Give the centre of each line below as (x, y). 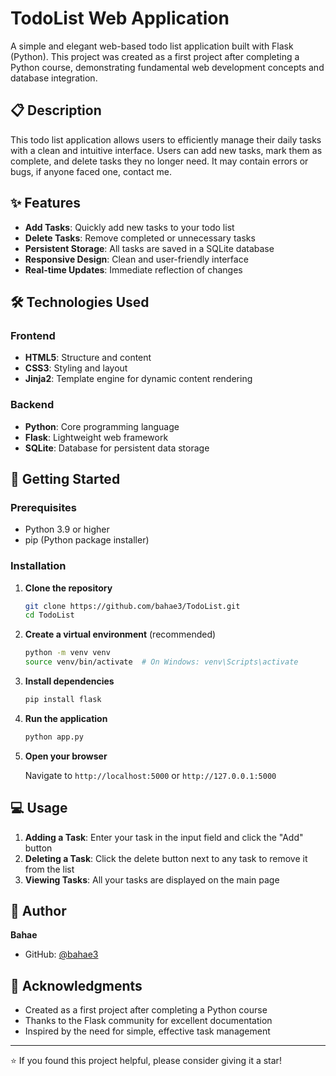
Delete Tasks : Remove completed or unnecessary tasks (140, 238)
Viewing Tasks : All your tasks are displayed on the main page (152, 879)
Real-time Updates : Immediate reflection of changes (133, 269)
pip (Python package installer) (87, 540)
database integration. (54, 78)
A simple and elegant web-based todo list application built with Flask (152, 46)
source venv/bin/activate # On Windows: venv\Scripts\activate (161, 662)
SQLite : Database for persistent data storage (117, 448)
